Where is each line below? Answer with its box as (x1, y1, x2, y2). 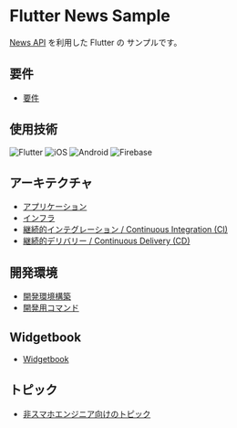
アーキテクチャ (9, 175, 93, 190)
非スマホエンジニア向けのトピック (22, 408, 151, 419)
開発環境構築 (22, 291, 71, 302)
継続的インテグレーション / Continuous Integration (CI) (22, 224, 228, 235)
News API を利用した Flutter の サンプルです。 (9, 37, 182, 48)
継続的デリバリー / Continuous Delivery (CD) (22, 235, 191, 247)
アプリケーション (22, 201, 88, 212)
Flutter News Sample (9, 5, 170, 27)
